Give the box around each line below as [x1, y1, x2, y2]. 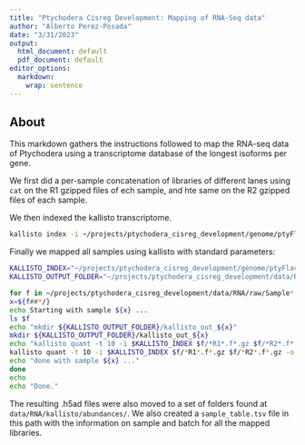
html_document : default [17, 47, 107, 56]
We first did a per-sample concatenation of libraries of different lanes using [9, 175, 290, 186]
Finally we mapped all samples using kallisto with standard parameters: [9, 246, 276, 257]
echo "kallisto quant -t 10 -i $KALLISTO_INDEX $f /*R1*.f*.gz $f [9, 340, 261, 349]
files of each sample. [9, 194, 88, 205]
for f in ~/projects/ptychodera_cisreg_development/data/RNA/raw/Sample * [9, 289, 295, 298]
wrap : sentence [25, 81, 84, 90]
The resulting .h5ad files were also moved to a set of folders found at [9, 398, 268, 409]
